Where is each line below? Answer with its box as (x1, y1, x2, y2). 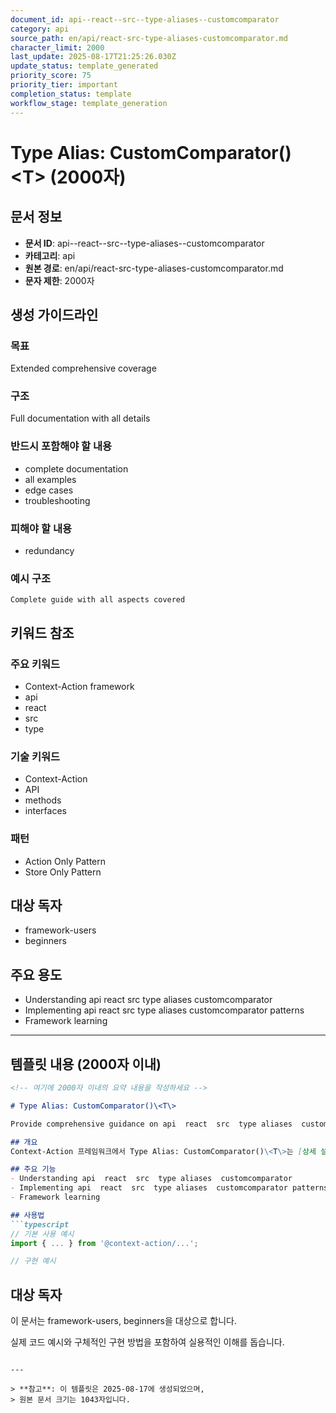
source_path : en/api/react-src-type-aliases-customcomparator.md (10, 33, 288, 43)
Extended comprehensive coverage (10, 362, 157, 375)
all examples (24, 473, 77, 485)
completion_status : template (10, 89, 132, 99)
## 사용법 (10, 1210, 45, 1220)
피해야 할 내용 (10, 521, 73, 535)
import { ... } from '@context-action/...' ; (10, 1238, 199, 1248)
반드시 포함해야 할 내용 (10, 439, 113, 453)
